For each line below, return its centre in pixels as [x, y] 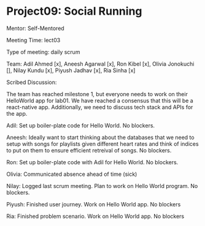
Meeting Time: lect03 [33, 40]
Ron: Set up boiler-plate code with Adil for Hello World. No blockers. [92, 162]
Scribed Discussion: [32, 82]
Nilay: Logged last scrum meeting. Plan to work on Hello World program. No [102, 186]
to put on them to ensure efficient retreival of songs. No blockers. [89, 150]
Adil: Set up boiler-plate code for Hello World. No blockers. [81, 125]
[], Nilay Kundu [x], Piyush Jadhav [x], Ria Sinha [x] [71, 70]
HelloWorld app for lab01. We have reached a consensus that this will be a [100, 100]
